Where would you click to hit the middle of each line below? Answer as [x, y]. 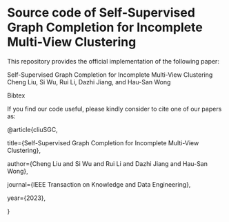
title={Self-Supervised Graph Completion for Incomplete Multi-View [103, 142]
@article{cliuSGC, [32, 129]
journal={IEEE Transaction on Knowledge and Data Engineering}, [99, 184]
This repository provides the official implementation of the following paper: [113, 61]
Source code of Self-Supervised [101, 13]
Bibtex [16, 95]
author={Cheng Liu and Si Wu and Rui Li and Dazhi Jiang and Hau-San [108, 163]
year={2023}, [27, 198]
